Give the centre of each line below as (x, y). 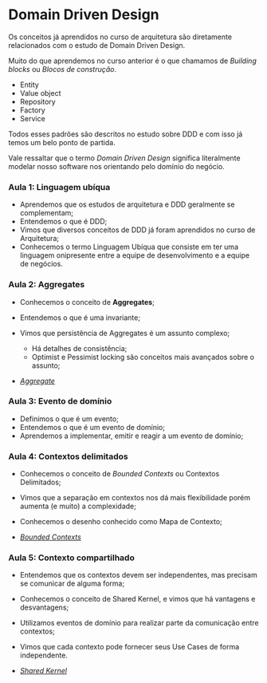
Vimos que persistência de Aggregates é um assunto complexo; (125, 333)
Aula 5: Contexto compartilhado (72, 558)
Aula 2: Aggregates (47, 285)
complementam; (47, 213)
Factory (32, 110)
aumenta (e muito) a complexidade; (78, 506)
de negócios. (41, 264)
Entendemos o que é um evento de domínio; (92, 427)
